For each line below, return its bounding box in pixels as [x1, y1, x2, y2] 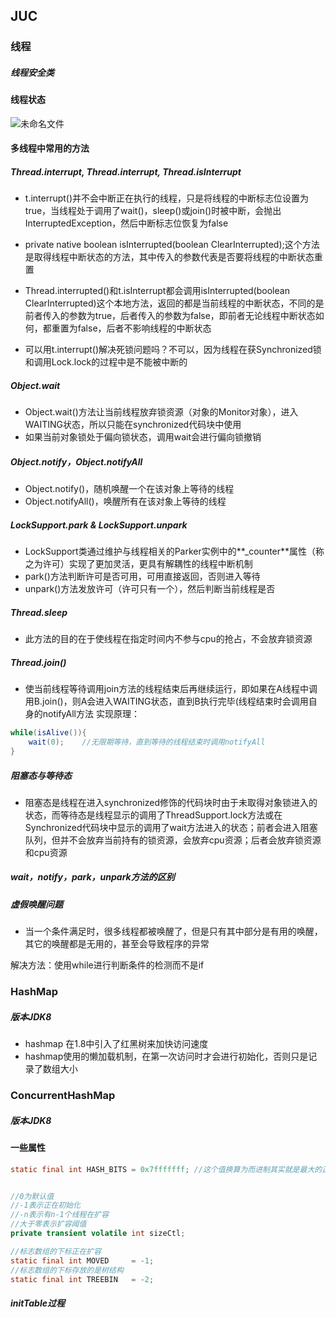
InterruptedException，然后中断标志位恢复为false [24, 217, 229, 229]
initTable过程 [10, 1297, 65, 1309]
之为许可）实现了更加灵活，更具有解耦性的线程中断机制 [24, 558, 253, 570]
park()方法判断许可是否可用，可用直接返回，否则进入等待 [24, 570, 261, 583]
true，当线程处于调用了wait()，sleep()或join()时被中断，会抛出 [24, 205, 282, 217]
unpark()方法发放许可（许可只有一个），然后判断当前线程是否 [24, 583, 276, 595]
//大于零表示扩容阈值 [10, 1219, 87, 1229]
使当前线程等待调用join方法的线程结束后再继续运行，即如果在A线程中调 [24, 683, 318, 695]
